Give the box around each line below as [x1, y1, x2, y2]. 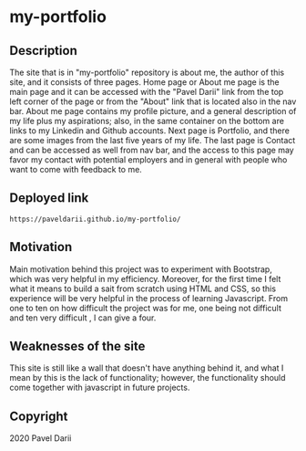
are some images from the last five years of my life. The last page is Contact [9, 135, 296, 145]
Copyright [9, 408, 68, 424]
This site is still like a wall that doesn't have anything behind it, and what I [9, 362, 284, 373]
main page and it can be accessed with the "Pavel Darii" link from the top [9, 87, 284, 97]
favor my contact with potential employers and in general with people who [9, 154, 288, 165]
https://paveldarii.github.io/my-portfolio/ [9, 215, 181, 224]
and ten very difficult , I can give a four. [9, 312, 157, 323]
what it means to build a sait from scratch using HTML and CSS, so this [9, 283, 276, 294]
